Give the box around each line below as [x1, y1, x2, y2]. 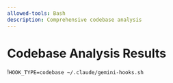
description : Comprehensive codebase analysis [7, 16, 142, 23]
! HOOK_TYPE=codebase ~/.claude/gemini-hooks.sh [7, 68, 144, 76]
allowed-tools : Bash [7, 10, 66, 17]
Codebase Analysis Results [7, 46, 166, 61]
